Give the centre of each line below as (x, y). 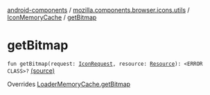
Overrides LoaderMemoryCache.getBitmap (69, 84)
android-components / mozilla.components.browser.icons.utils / (98, 10)
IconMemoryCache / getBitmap (52, 17)
